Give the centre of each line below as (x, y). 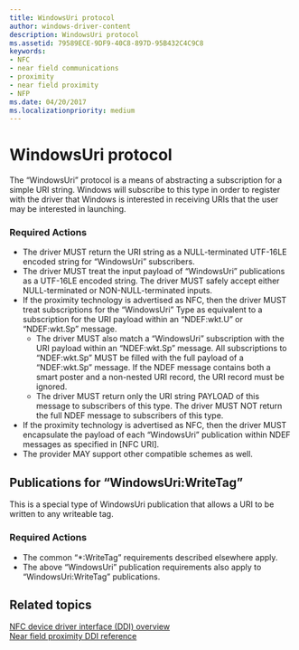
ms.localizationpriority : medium (72, 110)
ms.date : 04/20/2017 (48, 102)
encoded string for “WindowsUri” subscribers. (109, 262)
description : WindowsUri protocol (75, 34)
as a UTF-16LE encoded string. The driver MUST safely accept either (151, 281)
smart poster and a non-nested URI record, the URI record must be (160, 378)
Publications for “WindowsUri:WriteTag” (126, 482)
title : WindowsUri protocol (62, 18)
